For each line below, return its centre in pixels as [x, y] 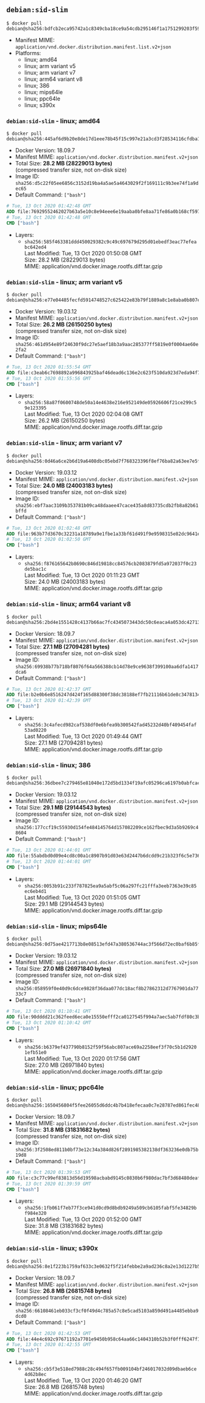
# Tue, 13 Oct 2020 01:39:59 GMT [49, 1184]
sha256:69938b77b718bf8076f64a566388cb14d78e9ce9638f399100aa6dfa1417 [107, 667]
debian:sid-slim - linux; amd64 [53, 121]
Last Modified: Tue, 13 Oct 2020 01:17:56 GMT [82, 1058]
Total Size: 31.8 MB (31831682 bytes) [63, 1129]
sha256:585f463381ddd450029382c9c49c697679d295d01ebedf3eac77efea [110, 242]
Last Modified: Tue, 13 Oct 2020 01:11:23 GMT [82, 575]
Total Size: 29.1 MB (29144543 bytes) [63, 808]
